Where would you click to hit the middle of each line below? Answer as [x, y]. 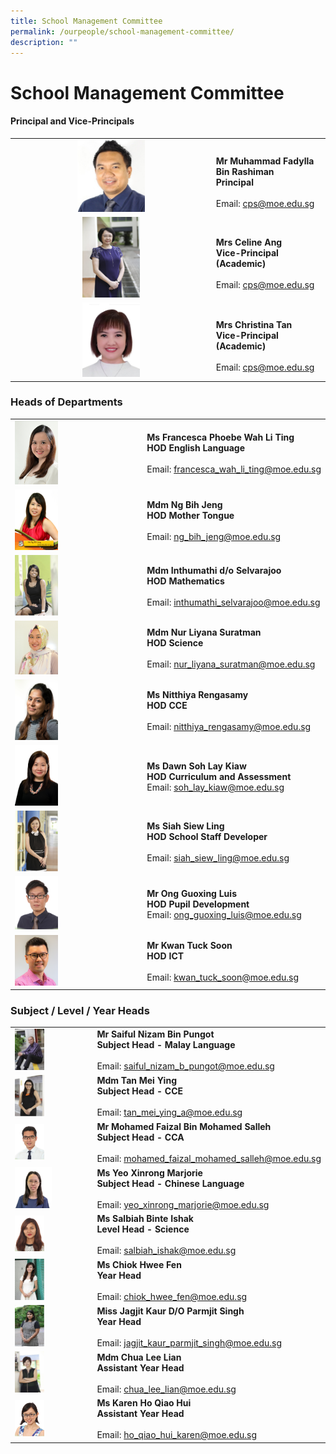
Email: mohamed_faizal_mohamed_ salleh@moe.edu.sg [209, 1159]
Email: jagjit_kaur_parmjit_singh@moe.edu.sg [189, 1342]
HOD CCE [167, 706]
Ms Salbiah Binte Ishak [145, 1219]
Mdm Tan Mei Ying [136, 1081]
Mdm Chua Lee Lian [139, 1357]
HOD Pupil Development [198, 904]
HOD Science [175, 643]
